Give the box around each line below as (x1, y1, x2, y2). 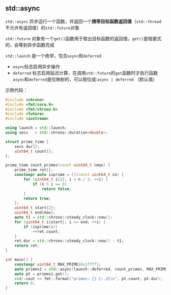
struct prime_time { (5, 139, 49, 144)
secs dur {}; (14, 144, 40, 149)
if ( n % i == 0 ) (32, 181, 67, 186)
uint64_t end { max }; (14, 210, 56, 216)
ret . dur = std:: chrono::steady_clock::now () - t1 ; (14, 238, 124, 244)
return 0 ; (14, 281, 36, 286)
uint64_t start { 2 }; (14, 205, 56, 210)
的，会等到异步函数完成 (5, 42, 54, 48)
